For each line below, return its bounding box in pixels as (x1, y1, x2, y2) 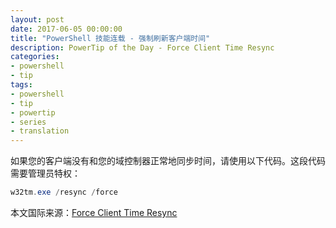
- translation (10, 126, 70, 136)
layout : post (10, 14, 65, 25)
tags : (10, 80, 33, 90)
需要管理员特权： (10, 167, 81, 180)
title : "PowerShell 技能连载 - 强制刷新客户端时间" (10, 33, 211, 43)
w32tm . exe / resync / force (10, 187, 118, 198)
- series (10, 117, 47, 127)
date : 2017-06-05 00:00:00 (10, 24, 123, 34)
